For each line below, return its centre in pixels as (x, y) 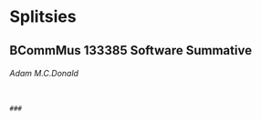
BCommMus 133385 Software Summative (131, 50)
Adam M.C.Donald (44, 74)
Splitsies (43, 17)
